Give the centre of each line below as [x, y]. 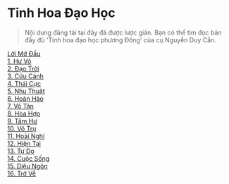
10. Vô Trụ [22, 128]
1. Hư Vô [19, 61]
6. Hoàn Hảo [25, 98]
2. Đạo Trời [24, 68]
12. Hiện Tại [24, 143]
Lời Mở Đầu [24, 54]
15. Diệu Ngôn [27, 166]
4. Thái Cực [24, 83]
